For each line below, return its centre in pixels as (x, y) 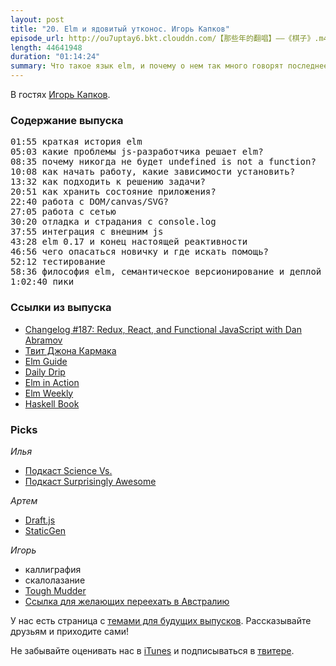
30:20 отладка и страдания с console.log (113, 222)
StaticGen (45, 530)
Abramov (43, 340)
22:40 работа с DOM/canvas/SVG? (89, 202)
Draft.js (40, 520)
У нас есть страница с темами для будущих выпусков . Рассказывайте (161, 620)
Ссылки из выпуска (61, 308)
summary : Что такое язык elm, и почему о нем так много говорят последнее (169, 66)
